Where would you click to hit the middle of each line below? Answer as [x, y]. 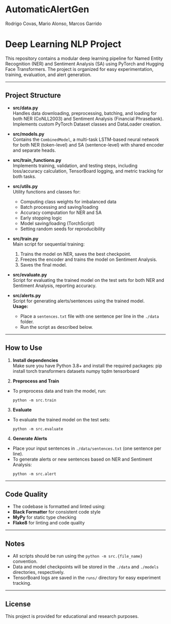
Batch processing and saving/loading [59, 207]
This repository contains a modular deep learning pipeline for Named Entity [84, 58]
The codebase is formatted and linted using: [59, 507]
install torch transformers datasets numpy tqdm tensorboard [76, 371]
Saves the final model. [44, 265]
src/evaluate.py [30, 275]
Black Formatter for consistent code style [56, 512]
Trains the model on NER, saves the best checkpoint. [76, 254]
